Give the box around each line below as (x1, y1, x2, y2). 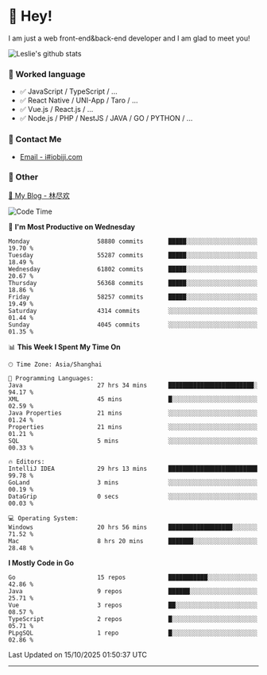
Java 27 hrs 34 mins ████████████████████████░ (8, 381, 258, 389)
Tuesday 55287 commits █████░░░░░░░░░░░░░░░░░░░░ (8, 251, 258, 259)
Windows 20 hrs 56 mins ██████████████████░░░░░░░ (8, 523, 258, 531)
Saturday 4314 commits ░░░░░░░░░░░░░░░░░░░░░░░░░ (8, 307, 258, 314)
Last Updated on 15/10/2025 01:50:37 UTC (8, 650, 148, 659)
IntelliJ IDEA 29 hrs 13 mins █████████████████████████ (8, 465, 258, 472)
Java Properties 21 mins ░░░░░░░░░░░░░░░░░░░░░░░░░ (8, 409, 258, 417)
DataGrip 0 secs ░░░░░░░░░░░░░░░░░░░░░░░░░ (8, 492, 258, 500)
